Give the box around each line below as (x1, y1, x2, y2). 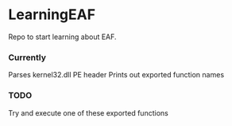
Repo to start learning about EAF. (8, 32, 117, 41)
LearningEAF (8, 6, 96, 24)
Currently (8, 52, 46, 63)
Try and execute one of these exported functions (8, 108, 168, 117)
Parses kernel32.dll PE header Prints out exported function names (8, 70, 225, 80)
